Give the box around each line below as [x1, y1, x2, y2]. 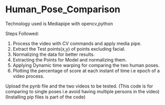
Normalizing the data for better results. [12, 51, 95, 57]
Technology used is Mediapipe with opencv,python [5, 20, 113, 27]
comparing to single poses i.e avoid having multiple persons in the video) [5, 88, 160, 94]
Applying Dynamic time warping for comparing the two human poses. [12, 62, 160, 68]
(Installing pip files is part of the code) [5, 94, 86, 100]
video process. [12, 73, 45, 79]
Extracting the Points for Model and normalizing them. [12, 56, 127, 62]
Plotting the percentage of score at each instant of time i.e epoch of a [12, 68, 160, 74]
